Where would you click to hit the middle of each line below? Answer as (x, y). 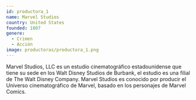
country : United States (35, 22)
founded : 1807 (24, 28)
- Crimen (22, 39)
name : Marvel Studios (33, 17)
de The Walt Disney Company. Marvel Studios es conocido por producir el (96, 79)
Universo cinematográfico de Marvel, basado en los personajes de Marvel (96, 85)
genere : (16, 34)
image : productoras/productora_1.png (53, 50)
